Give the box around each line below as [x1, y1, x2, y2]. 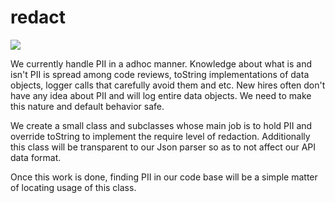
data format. [10, 151, 62, 163]
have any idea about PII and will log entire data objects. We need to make [10, 89, 312, 101]
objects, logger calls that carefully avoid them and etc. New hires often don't [10, 79, 326, 91]
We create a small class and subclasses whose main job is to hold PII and [10, 119, 313, 131]
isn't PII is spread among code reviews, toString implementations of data [10, 68, 310, 80]
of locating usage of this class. [10, 181, 137, 193]
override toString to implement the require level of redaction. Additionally [10, 130, 311, 142]
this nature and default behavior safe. [10, 100, 165, 112]
